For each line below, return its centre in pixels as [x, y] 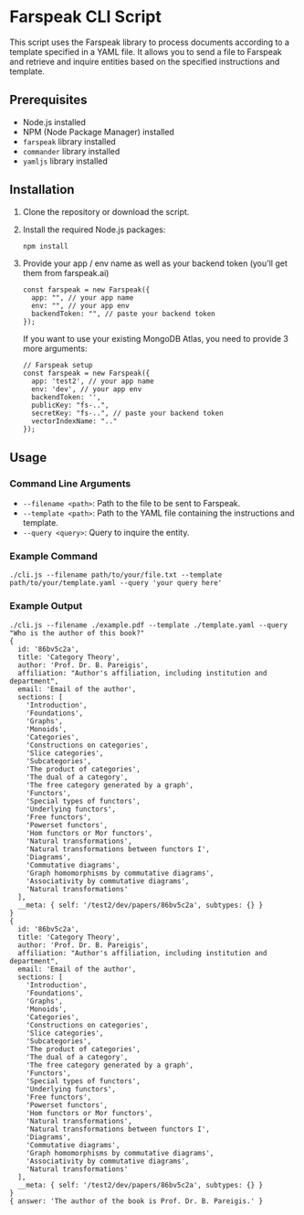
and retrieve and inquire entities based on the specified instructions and [145, 61]
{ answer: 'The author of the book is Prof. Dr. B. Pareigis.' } [136, 1201]
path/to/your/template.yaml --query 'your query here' [116, 583]
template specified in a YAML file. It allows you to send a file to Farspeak [146, 51]
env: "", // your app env [80, 306]
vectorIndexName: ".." [74, 421]
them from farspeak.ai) [66, 273]
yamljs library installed [65, 161]
